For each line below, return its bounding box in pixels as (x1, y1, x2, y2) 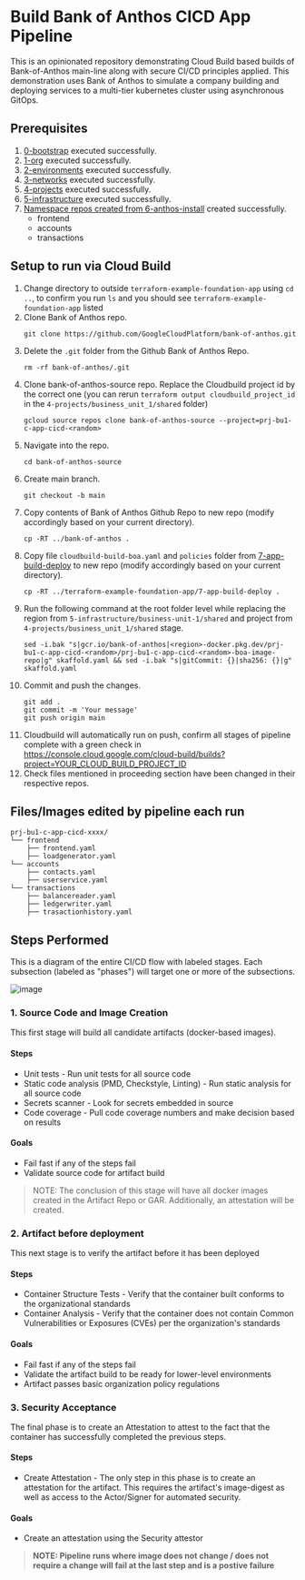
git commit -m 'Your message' (23, 705, 139, 714)
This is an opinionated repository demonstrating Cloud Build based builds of (10, 56, 295, 66)
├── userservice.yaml (26, 876, 108, 885)
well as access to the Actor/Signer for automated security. (23, 1492, 241, 1503)
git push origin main (23, 713, 105, 723)
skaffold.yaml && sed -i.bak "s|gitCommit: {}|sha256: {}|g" (56, 655, 293, 665)
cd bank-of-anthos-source (23, 457, 122, 466)
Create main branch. (23, 473, 101, 484)
